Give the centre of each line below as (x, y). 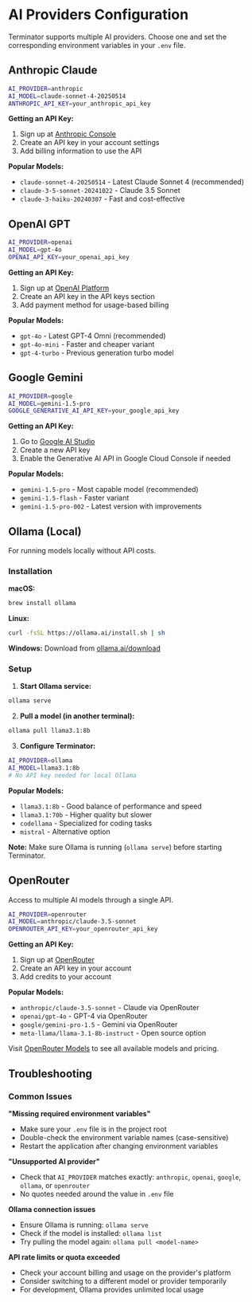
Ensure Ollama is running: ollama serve (84, 1225)
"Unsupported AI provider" (54, 1161)
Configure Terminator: (58, 746)
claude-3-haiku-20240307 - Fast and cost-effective (102, 199)
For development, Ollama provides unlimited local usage (112, 1289)
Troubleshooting (50, 1074)
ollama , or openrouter (54, 1185)
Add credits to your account (66, 977)
